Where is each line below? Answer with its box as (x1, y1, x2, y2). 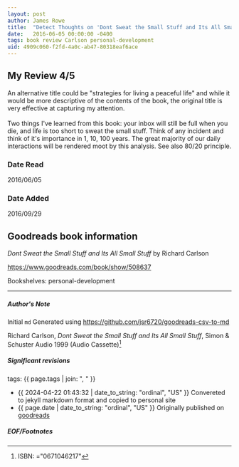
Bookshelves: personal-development (7, 277, 115, 285)
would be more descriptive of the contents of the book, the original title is (7, 96, 223, 105)
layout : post (7, 10, 46, 18)
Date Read (7, 159, 44, 169)
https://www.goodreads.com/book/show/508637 (7, 263, 152, 271)
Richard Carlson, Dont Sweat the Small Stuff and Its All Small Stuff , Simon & (7, 332, 230, 340)
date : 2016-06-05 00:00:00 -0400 (7, 30, 113, 38)
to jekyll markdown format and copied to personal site (17, 396, 176, 404)
